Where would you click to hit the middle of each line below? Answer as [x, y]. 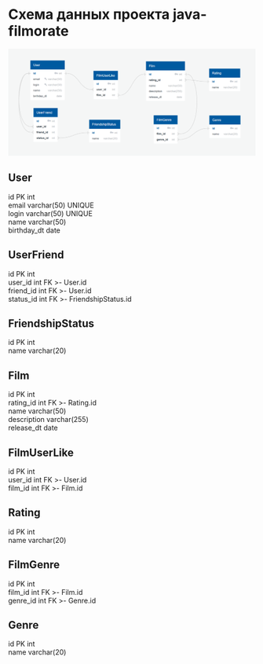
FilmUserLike [41, 452]
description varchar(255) [48, 420]
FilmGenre [34, 565]
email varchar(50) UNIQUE [51, 205]
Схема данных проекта [89, 15]
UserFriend [36, 255]
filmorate [38, 31]
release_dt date [33, 428]
